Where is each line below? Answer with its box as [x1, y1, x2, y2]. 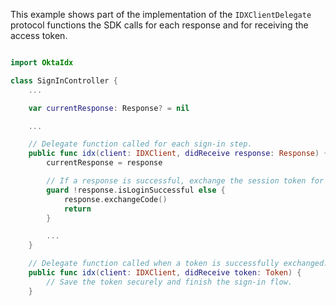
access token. [10, 30, 68, 41]
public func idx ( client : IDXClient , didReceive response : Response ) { [28, 149, 329, 159]
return [63, 204, 92, 214]
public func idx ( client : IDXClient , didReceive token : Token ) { [28, 268, 302, 278]
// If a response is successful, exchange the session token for [46, 176, 325, 186]
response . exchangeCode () [63, 194, 168, 204]
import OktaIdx [10, 58, 74, 68]
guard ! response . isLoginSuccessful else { [46, 185, 226, 195]
